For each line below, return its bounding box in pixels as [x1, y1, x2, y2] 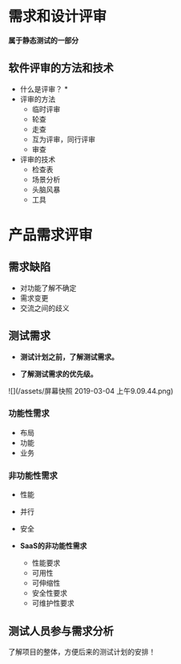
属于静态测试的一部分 [8, 35, 78, 45]
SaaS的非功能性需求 [19, 541, 87, 551]
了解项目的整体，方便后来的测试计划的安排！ [8, 646, 156, 656]
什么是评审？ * [19, 84, 68, 93]
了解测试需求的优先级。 [19, 369, 98, 379]
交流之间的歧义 [19, 303, 70, 313]
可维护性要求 [31, 598, 74, 608]
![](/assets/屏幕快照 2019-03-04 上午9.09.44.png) [8, 386, 174, 396]
